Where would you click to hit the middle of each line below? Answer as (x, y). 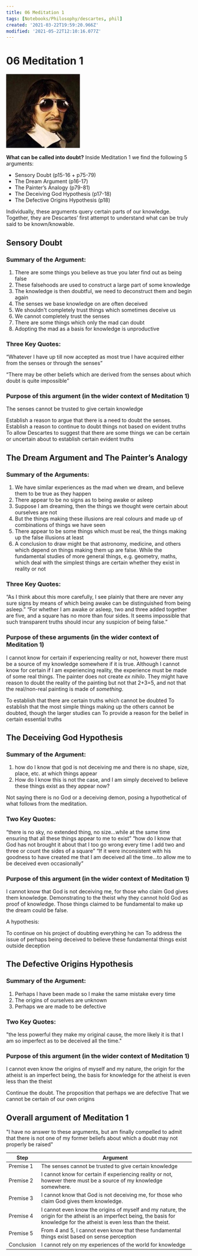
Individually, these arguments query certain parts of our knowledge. (88, 212)
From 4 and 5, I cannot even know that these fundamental (111, 1230)
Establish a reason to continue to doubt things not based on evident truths (96, 427)
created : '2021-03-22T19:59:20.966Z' (52, 25)
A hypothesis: (23, 922)
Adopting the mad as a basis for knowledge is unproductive (87, 329)
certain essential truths (34, 719)
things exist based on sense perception (89, 1237)
